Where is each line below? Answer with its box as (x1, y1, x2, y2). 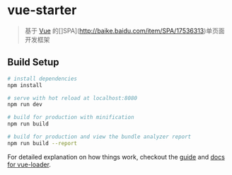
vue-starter (7, 2, 77, 18)
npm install (7, 81, 42, 89)
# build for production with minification (7, 114, 134, 121)
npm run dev (7, 101, 42, 108)
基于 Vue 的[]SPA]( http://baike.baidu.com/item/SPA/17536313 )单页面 (24, 26, 225, 35)
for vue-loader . (7, 160, 52, 169)
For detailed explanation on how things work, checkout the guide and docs (7, 152, 225, 161)
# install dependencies (7, 75, 78, 82)
